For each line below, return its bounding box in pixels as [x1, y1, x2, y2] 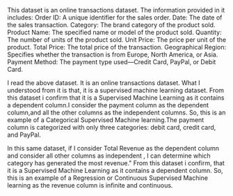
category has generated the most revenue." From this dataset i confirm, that [7, 159, 225, 167]
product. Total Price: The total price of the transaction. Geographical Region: [7, 43, 227, 51]
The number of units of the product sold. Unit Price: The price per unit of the [7, 36, 227, 44]
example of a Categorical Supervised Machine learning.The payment [7, 116, 204, 124]
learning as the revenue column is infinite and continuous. [7, 181, 173, 189]
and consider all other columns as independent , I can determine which [7, 151, 211, 160]
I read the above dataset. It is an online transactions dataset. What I [7, 79, 200, 86]
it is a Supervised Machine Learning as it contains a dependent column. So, [7, 167, 224, 174]
